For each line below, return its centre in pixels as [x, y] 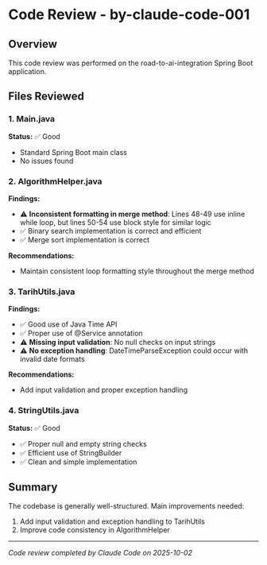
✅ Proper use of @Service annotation [81, 333]
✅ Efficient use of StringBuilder [71, 453]
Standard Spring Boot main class [73, 152]
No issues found [46, 161]
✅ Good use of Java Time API [68, 324]
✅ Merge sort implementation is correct [84, 239]
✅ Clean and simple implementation [78, 462]
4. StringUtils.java [44, 411]
